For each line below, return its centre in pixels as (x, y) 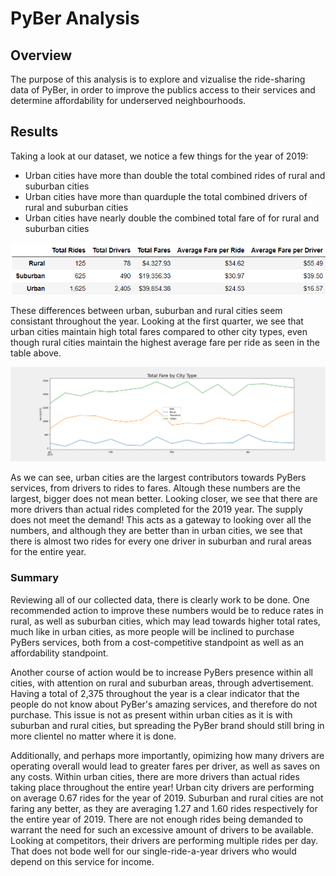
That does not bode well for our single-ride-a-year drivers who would (153, 851)
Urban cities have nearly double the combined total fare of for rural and (172, 218)
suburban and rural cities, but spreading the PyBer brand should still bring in (167, 725)
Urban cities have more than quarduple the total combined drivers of (166, 196)
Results (34, 132)
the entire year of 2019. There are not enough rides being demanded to (157, 819)
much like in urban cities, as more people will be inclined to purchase (152, 631)
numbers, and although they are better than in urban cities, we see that (156, 531)
